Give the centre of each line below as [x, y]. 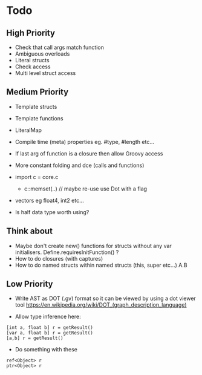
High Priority [31, 33]
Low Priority [30, 284]
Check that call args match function [59, 47]
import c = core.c [37, 177]
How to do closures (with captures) [59, 258]
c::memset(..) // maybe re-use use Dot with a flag [85, 189]
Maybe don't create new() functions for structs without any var [93, 246]
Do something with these [46, 350]
